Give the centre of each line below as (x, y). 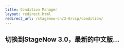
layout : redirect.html (28, 14)
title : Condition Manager (31, 9)
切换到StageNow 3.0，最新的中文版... (62, 39)
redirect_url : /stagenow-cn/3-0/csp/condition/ (54, 18)
